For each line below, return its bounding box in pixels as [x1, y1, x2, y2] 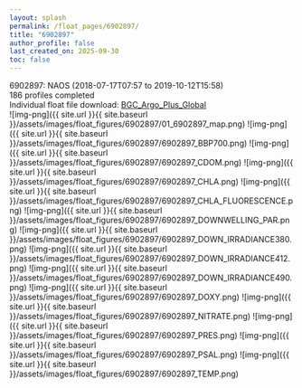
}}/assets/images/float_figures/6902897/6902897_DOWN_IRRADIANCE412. [9, 253, 291, 263]
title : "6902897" [9, 30, 75, 39]
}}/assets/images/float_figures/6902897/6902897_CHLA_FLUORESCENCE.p [9, 195, 294, 206]
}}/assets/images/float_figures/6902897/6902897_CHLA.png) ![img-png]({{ [9, 176, 291, 186]
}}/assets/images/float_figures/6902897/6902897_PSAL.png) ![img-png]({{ [9, 349, 289, 360]
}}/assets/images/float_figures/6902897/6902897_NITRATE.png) [9, 311, 251, 321]
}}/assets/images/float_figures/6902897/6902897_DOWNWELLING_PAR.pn [9, 214, 290, 225]
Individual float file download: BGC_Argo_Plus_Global [9, 99, 206, 109]
